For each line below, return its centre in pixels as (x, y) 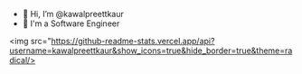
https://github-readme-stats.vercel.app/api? (133, 41)
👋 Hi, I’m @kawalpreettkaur (73, 14)
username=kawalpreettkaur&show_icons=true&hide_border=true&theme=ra (151, 51)
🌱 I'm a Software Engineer (71, 23)
